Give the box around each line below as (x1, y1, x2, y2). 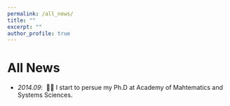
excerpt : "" (7, 23, 42, 30)
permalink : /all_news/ (7, 10, 74, 18)
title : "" (7, 17, 36, 24)
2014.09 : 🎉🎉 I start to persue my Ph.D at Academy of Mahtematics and (17, 84, 223, 92)
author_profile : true (7, 29, 71, 37)
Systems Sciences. (17, 91, 73, 99)
